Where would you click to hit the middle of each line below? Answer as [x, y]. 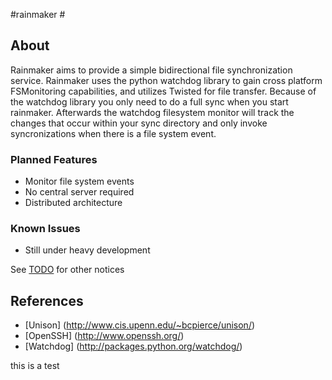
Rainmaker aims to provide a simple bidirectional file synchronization [151, 70]
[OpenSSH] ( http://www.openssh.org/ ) [104, 336]
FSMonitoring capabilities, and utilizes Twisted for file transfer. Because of [163, 91]
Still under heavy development [87, 250]
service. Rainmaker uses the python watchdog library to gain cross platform [166, 80]
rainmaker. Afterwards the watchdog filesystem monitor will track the [152, 112]
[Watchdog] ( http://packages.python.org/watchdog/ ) [133, 346]
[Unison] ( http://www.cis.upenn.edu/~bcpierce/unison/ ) [140, 325]
